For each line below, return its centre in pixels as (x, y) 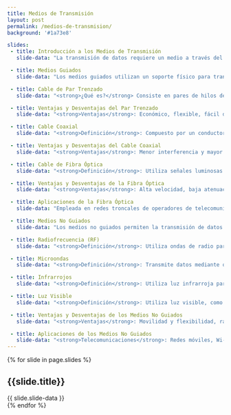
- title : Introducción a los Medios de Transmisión (86, 52)
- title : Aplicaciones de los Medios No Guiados (81, 334)
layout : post (26, 20)
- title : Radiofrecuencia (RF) (55, 240)
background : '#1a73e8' (40, 33)
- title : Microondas (40, 259)
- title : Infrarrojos (41, 277)
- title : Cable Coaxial (44, 127)
